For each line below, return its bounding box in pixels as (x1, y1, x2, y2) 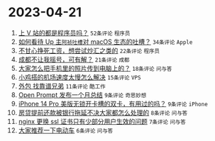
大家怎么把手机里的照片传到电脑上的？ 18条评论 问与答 (18, 64, 172, 72)
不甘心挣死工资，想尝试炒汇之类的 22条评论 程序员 (18, 46, 160, 55)
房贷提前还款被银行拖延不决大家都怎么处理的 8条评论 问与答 (18, 108, 188, 117)
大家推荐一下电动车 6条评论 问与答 (18, 125, 114, 135)
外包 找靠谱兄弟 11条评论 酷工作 (18, 81, 106, 90)
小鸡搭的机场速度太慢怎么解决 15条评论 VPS (18, 72, 141, 81)
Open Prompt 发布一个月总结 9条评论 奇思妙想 (18, 90, 147, 99)
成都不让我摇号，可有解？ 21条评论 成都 (18, 55, 130, 64)
